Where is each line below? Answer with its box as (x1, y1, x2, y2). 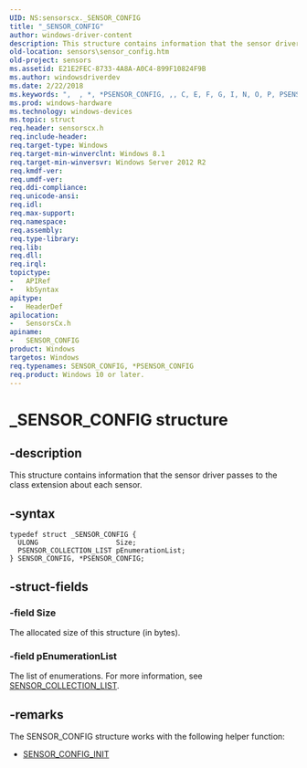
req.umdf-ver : (9, 174, 64, 184)
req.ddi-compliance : (9, 184, 89, 193)
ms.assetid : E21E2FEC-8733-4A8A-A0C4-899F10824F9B (9, 65, 206, 74)
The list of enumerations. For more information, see (9, 670, 203, 681)
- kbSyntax (9, 285, 59, 294)
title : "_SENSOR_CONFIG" (9, 22, 104, 31)
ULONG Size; (17, 538, 137, 548)
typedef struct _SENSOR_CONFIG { (9, 531, 137, 540)
